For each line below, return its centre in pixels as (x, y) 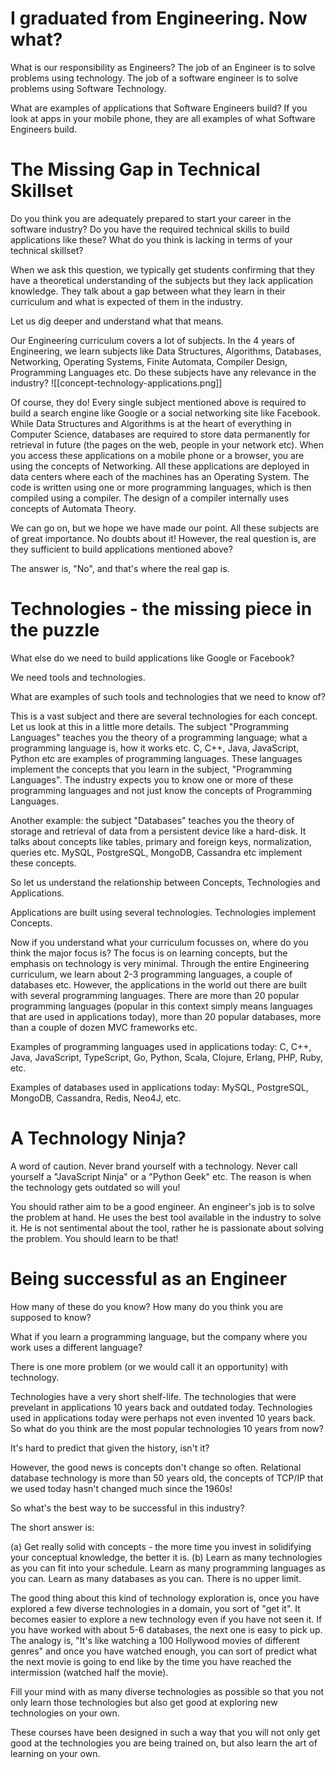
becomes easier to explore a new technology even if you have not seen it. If (166, 1619)
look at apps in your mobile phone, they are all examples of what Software (163, 118)
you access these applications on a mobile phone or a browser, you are (157, 455)
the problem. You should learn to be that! (94, 1238)
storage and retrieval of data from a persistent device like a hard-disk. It (158, 831)
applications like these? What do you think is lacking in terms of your (151, 239)
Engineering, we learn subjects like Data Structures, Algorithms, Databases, (166, 351)
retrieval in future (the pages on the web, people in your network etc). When (167, 444)
